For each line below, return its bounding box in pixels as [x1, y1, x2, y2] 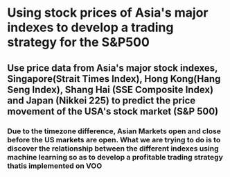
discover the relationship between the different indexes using [7, 144, 220, 153]
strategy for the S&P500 [7, 35, 150, 50]
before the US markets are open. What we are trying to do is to [7, 135, 221, 144]
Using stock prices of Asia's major [7, 5, 209, 21]
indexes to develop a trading [7, 19, 174, 35]
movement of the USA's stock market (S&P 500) [7, 106, 219, 117]
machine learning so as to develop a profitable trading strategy [7, 152, 224, 162]
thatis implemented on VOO [7, 161, 103, 171]
